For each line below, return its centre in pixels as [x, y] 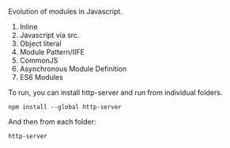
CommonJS [39, 60]
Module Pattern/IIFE [52, 52]
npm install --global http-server [65, 107]
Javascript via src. [49, 35]
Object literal [40, 44]
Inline [28, 27]
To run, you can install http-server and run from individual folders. [115, 93]
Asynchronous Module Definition [73, 69]
